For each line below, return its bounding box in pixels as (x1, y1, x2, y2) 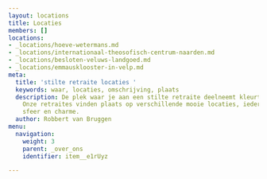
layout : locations (8, 11, 69, 20)
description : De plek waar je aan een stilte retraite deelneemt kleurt (15, 93, 261, 101)
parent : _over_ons (22, 145, 83, 153)
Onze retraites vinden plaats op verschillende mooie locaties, (22, 100, 240, 108)
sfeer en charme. (22, 108, 80, 116)
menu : (8, 123, 26, 130)
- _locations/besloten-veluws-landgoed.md (8, 56, 151, 64)
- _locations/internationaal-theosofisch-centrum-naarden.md (8, 49, 215, 56)
